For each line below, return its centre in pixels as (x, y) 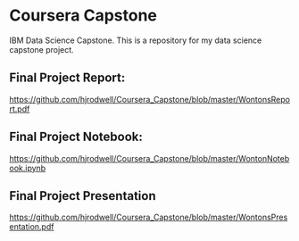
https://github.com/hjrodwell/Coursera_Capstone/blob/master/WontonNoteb (149, 158)
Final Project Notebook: (76, 137)
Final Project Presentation (83, 196)
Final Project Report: (67, 78)
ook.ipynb (28, 168)
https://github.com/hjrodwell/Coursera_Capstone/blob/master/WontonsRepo (149, 99)
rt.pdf (20, 109)
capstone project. (42, 49)
